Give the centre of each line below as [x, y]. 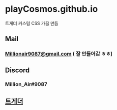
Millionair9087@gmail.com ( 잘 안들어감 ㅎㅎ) [59, 54]
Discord [17, 70]
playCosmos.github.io [52, 9]
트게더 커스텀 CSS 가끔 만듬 [32, 23]
